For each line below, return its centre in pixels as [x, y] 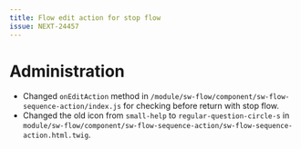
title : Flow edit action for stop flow [85, 18]
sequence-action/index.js [72, 107]
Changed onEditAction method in [85, 96]
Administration [67, 71]
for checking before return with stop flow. [201, 106]
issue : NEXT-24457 [44, 26]
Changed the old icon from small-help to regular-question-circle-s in [156, 115]
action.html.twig [56, 136]
